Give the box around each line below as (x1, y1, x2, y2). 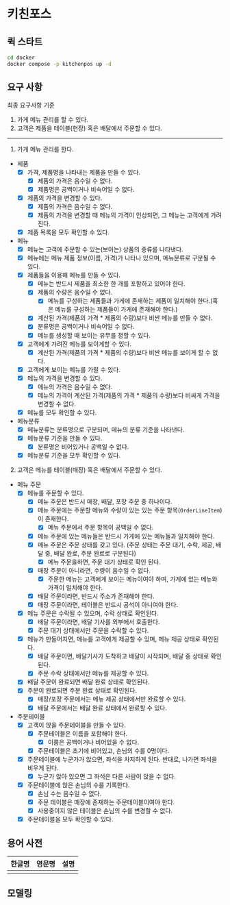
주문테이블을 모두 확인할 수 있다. (27, 815, 114, 823)
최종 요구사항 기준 (7, 101, 55, 109)
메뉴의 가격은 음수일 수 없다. (37, 382, 113, 390)
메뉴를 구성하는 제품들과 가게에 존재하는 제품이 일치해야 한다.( (47, 297, 213, 305)
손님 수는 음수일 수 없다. (37, 789, 101, 797)
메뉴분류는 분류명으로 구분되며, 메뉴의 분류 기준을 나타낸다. (27, 425, 185, 434)
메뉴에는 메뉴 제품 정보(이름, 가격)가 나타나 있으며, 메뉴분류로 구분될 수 (27, 254, 216, 262)
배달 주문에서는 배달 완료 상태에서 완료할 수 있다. (37, 704, 168, 712)
